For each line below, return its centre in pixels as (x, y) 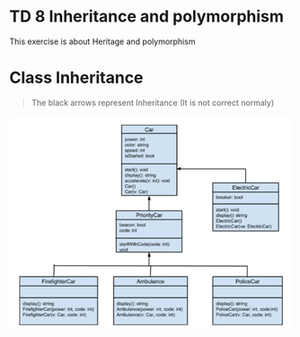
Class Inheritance (76, 78)
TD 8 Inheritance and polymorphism (147, 17)
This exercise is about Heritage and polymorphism (102, 41)
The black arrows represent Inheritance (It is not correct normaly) (153, 102)
